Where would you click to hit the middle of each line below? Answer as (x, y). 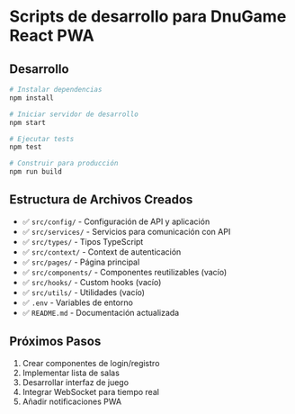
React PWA (52, 36)
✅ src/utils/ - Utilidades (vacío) (84, 292)
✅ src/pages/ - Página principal (81, 262)
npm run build (36, 172)
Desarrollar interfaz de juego (75, 382)
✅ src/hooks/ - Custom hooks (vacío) (92, 282)
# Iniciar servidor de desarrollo (74, 114)
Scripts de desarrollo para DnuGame (148, 17)
